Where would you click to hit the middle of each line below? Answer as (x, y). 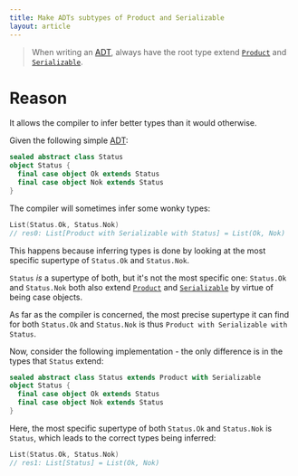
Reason (38, 98)
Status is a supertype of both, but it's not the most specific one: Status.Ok (148, 278)
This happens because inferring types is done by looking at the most (138, 251)
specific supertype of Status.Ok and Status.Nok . (100, 260)
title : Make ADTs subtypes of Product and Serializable (117, 18)
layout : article (40, 26)
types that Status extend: (57, 361)
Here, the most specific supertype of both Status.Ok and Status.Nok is (141, 428)
